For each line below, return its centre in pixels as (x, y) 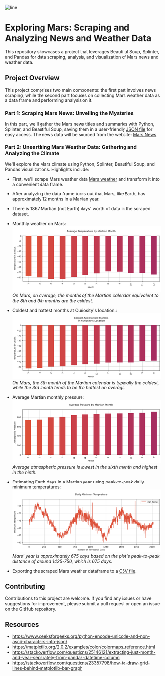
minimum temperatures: (37, 487)
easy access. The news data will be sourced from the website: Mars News (81, 135)
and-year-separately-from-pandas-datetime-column (66, 657)
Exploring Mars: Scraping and (67, 28)
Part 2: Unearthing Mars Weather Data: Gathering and (71, 147)
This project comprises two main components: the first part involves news (81, 90)
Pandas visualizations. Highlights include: (47, 169)
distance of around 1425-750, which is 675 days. (62, 561)
